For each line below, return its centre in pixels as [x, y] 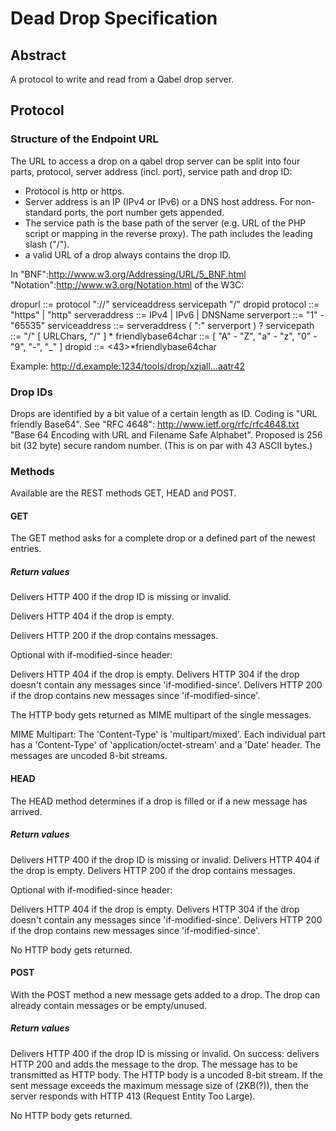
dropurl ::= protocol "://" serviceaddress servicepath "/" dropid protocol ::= [165, 304]
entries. [26, 549]
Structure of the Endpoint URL [84, 139]
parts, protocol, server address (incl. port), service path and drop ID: [151, 171]
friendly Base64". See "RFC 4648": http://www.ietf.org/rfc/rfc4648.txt [155, 424]
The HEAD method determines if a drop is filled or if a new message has [159, 801]
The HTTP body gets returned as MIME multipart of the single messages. [161, 715]
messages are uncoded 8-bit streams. [89, 756]
